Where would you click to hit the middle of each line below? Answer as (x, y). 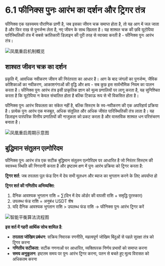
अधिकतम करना (24, 259)
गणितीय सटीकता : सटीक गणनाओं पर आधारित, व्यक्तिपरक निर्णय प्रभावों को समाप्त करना (80, 248)
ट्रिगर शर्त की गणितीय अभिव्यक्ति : (30, 186)
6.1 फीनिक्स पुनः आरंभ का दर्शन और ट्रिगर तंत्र (75, 10)
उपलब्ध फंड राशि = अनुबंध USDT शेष (42, 201)
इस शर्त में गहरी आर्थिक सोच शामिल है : (34, 227)
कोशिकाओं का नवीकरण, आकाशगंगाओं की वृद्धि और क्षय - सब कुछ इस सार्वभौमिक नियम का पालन (80, 84)
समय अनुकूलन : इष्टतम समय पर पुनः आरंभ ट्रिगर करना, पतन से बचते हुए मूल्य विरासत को (81, 253)
